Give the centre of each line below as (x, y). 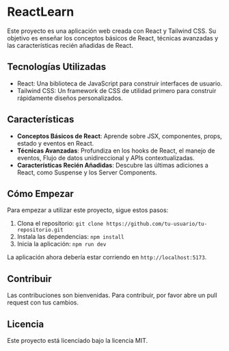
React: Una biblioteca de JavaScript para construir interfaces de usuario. (120, 83)
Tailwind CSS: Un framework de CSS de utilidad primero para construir (117, 90)
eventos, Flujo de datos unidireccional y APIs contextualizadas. (106, 157)
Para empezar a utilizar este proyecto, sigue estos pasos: (88, 210)
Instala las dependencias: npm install (70, 237)
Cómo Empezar (40, 193)
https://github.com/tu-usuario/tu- (157, 224)
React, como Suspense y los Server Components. (87, 172)
